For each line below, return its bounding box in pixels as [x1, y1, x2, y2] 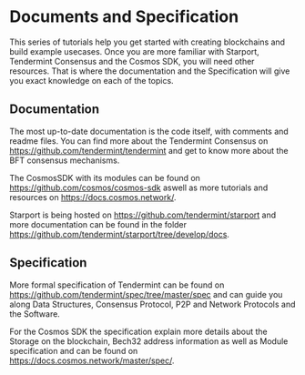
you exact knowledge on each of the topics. [9, 75, 175, 86]
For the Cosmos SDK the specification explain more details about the [9, 326, 269, 337]
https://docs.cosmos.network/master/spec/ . [9, 355, 175, 366]
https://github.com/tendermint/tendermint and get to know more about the [9, 145, 289, 156]
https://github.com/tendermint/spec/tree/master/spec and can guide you [9, 289, 283, 299]
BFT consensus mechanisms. [9, 155, 120, 166]
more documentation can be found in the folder [9, 218, 188, 229]
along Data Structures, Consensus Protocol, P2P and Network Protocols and [9, 299, 296, 309]
